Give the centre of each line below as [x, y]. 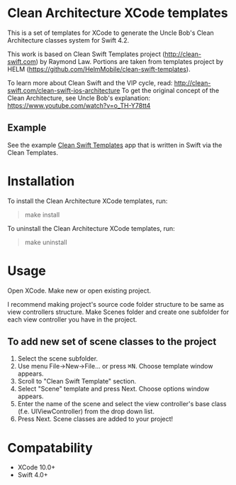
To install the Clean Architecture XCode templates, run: [88, 201]
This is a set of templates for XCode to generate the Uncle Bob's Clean [111, 33]
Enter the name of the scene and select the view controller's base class [122, 404]
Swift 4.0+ [33, 475]
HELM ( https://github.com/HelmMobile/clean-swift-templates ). [99, 69]
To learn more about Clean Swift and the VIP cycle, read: [90, 82]
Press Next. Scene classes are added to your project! [95, 419]
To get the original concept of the [170, 90]
